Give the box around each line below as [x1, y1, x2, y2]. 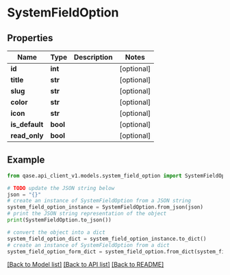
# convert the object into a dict [7, 228, 106, 236]
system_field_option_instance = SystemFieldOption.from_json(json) [7, 204, 204, 211]
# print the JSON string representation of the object [7, 211, 167, 217]
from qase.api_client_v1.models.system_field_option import [7, 172, 183, 179]
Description [73, 53, 113, 62]
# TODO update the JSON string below [7, 184, 115, 191]
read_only [10, 131, 44, 140]
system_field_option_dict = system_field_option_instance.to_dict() [7, 235, 207, 242]
